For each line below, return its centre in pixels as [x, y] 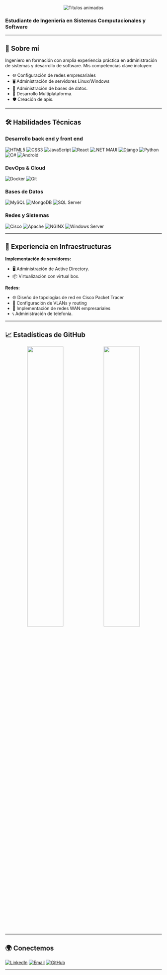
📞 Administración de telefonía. [42, 314]
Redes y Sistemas [27, 215]
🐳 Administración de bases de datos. [50, 88]
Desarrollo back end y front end [44, 139]
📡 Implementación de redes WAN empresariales [61, 308]
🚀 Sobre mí [22, 48]
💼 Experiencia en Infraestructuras [58, 247]
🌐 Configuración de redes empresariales [54, 75]
